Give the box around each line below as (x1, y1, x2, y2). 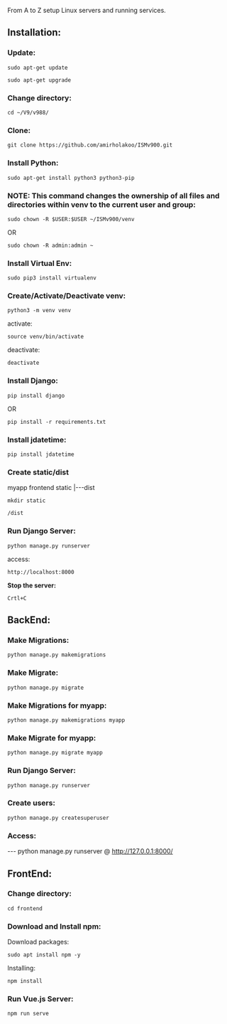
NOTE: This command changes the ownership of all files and (7, 191, 220, 201)
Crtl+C (7, 594, 27, 602)
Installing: (7, 964, 35, 973)
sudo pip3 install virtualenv (7, 274, 97, 282)
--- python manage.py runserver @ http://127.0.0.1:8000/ (7, 847, 174, 855)
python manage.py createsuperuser (7, 814, 110, 821)
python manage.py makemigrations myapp (7, 716, 126, 724)
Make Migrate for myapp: (7, 732, 96, 742)
